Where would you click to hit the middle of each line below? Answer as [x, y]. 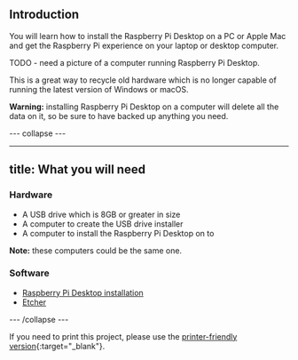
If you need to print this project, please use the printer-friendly [123, 336]
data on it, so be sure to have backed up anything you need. [119, 116]
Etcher [34, 302]
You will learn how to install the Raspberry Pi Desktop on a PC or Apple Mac [148, 36]
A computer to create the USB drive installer [102, 224]
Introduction [44, 15]
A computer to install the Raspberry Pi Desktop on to [118, 233]
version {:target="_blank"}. [57, 346]
